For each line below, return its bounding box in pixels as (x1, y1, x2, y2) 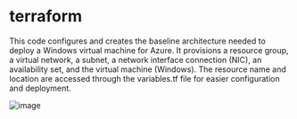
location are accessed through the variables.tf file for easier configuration (9, 73, 280, 83)
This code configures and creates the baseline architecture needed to (9, 36, 266, 46)
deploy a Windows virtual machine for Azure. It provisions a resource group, (9, 44, 289, 55)
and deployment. (9, 83, 71, 93)
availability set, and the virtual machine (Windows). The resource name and (9, 64, 287, 75)
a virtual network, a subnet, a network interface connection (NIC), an (9, 54, 262, 65)
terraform (9, 6, 83, 27)
